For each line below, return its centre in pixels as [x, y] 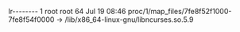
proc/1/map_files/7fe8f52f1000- [180, 11]
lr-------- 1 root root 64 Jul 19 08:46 [67, 11]
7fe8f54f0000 [31, 20]
